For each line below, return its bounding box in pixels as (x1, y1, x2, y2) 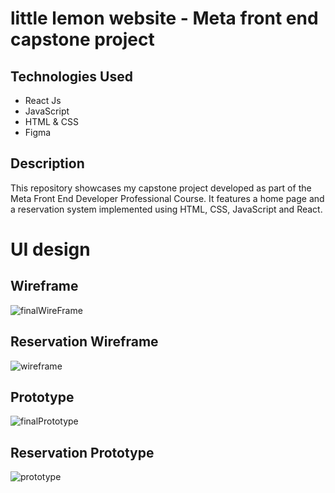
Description (10, 155, 85, 172)
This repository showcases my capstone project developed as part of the (10, 182, 312, 194)
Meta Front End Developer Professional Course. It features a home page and (10, 192, 325, 204)
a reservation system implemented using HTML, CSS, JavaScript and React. (10, 203, 323, 215)
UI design (10, 238, 91, 261)
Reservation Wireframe (10, 333, 159, 351)
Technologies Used (10, 68, 133, 85)
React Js (24, 95, 62, 106)
